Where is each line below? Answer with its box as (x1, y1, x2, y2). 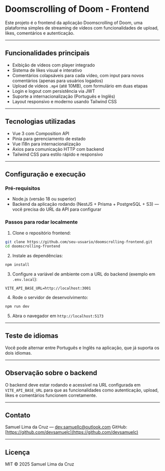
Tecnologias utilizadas (5, 117, 76, 126)
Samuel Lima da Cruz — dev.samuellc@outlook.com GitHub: (5, 424, 128, 430)
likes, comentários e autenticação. (5, 30, 75, 36)
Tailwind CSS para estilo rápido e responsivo (12, 151, 103, 157)
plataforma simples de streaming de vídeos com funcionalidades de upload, (5, 25, 159, 30)
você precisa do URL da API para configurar (12, 206, 102, 212)
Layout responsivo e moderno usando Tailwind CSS (12, 98, 117, 104)
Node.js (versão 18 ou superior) (12, 196, 76, 202)
